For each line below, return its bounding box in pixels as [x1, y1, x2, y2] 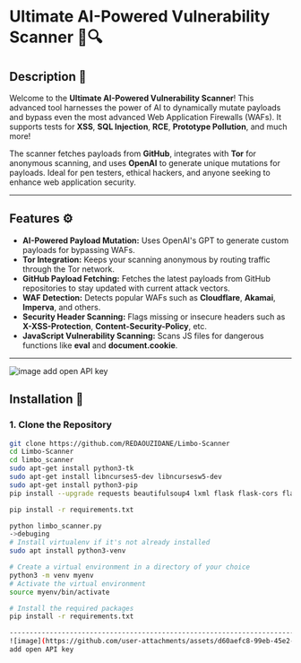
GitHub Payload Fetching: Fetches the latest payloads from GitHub [21, 273, 271, 284]
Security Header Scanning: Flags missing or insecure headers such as [21, 311, 286, 322]
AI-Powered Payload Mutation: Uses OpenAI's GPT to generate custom [21, 235, 289, 246]
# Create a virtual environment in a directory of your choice [9, 563, 251, 571]
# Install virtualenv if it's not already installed [9, 538, 211, 547]
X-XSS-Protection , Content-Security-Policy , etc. [21, 320, 208, 331]
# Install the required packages [9, 604, 134, 613]
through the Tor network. [21, 263, 115, 275]
